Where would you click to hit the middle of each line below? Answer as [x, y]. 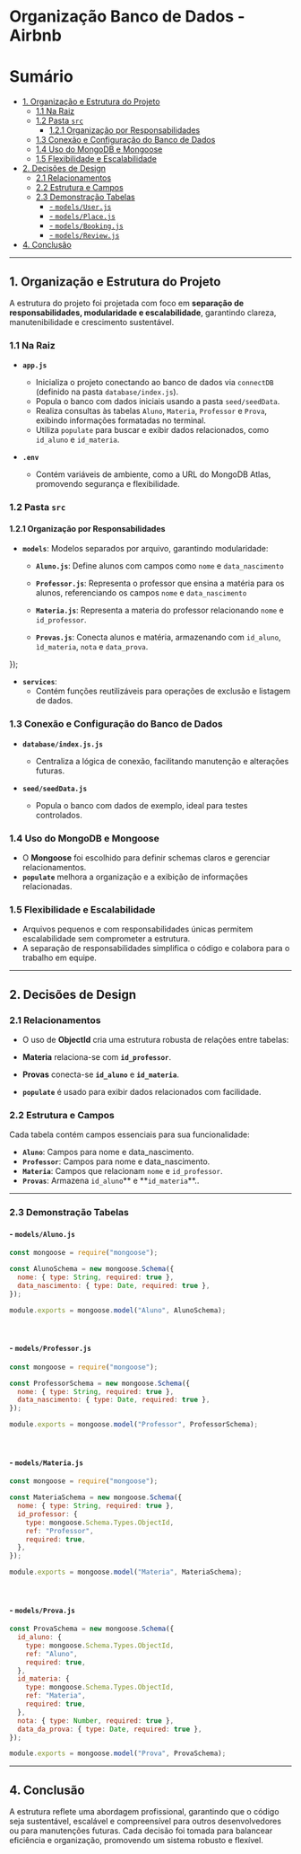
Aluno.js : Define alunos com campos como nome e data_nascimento [159, 566]
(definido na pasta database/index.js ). [107, 392]
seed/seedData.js [55, 789]
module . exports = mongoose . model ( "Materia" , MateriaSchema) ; [126, 1572]
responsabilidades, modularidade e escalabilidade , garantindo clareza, [143, 313]
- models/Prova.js [43, 1610]
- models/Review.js [84, 235]
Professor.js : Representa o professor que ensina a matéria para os [160, 583]
